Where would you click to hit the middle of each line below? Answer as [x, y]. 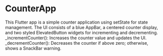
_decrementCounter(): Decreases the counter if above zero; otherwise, [77, 43]
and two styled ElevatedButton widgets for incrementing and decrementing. [81, 32]
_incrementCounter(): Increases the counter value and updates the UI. [76, 38]
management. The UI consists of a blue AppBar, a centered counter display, [81, 27]
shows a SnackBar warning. [33, 48]
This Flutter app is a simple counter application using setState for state [77, 22]
